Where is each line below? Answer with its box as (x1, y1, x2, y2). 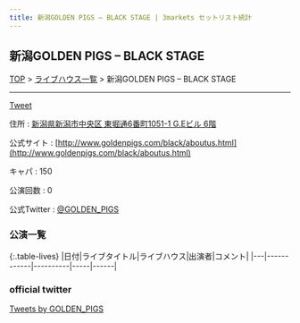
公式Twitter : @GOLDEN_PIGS (9, 204, 120, 215)
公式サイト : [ (9, 138, 59, 149)
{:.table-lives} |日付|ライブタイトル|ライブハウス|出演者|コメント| (9, 251, 249, 261)
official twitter (9, 283, 72, 295)
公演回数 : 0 (9, 185, 53, 196)
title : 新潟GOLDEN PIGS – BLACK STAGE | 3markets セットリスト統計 (9, 13, 252, 22)
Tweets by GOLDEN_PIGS (9, 303, 104, 314)
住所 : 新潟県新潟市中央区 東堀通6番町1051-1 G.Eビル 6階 (9, 118, 217, 130)
